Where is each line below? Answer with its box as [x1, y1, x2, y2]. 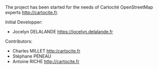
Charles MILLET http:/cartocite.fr [12, 48, 81, 54]
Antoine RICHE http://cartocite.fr [12, 59, 80, 64]
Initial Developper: [5, 19, 42, 25]
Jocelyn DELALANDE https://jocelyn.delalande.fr [12, 29, 113, 34]
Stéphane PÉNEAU [12, 53, 51, 59]
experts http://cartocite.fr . [5, 9, 58, 15]
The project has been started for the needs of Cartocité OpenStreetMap [5, 4, 153, 10]
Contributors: [5, 38, 32, 44]
